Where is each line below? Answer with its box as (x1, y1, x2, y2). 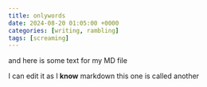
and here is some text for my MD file (8, 56, 127, 65)
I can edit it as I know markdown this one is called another (8, 71, 200, 81)
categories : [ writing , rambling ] (8, 26, 119, 34)
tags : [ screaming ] (8, 34, 69, 42)
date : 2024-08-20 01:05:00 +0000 (8, 19, 119, 27)
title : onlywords (8, 11, 66, 20)
